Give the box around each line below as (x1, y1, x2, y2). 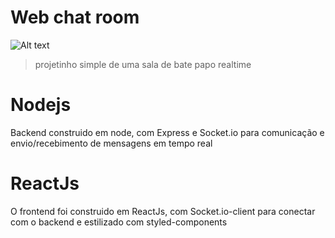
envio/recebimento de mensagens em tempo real (10, 137, 213, 149)
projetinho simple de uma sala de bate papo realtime (34, 58, 252, 70)
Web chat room (10, 6, 140, 29)
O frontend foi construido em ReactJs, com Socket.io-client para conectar (10, 205, 316, 217)
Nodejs (10, 94, 72, 116)
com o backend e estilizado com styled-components (10, 216, 228, 228)
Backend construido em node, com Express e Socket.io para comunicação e (10, 126, 325, 138)
